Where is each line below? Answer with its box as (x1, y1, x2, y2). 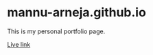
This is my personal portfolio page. (7, 27, 106, 35)
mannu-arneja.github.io (7, 5, 146, 20)
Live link (7, 40, 31, 48)
